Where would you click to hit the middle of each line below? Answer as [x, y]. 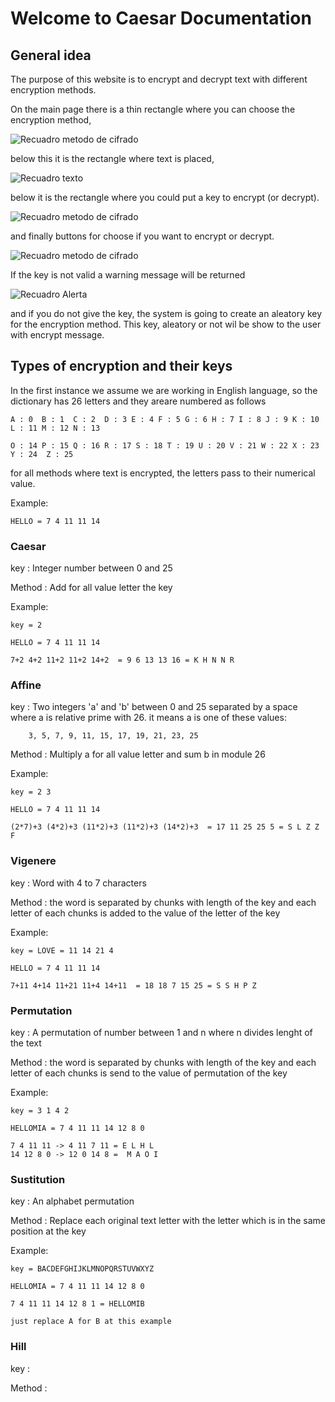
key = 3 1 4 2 [40, 1111]
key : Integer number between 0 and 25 [91, 568]
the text [26, 1043]
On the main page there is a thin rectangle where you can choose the [153, 109]
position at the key [48, 1231]
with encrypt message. [57, 335]
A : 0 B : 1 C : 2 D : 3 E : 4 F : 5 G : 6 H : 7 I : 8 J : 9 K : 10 [165, 419]
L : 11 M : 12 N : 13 [55, 428]
